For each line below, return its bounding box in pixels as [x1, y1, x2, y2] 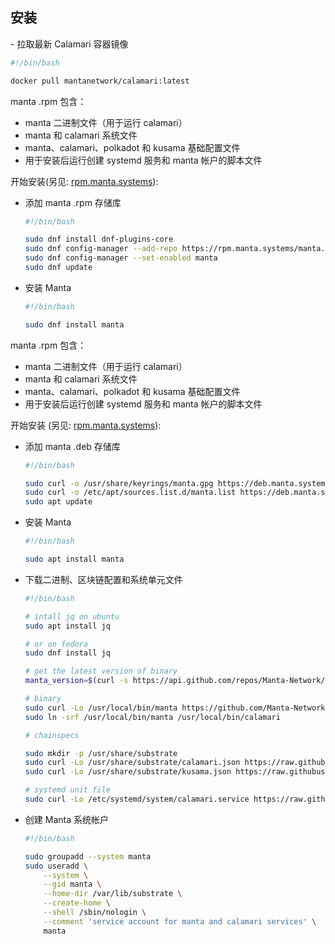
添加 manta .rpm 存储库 [24, 196, 122, 208]
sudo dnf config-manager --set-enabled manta [24, 253, 218, 263]
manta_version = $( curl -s [24, 676, 129, 686]
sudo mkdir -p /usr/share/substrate [24, 748, 178, 758]
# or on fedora [24, 639, 89, 649]
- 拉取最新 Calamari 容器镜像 [10, 38, 129, 50]
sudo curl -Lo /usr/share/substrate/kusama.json [24, 767, 232, 777]
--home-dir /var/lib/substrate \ [43, 889, 183, 899]
